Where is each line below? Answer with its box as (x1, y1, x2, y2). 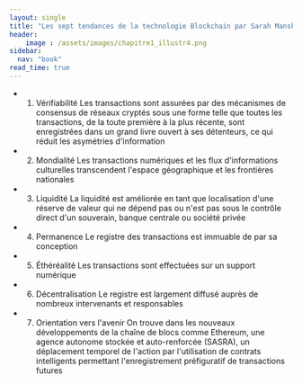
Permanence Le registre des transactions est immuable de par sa (35, 231, 278, 242)
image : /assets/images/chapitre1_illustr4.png (25, 38, 207, 48)
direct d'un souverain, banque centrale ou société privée (35, 212, 246, 223)
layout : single (9, 13, 67, 22)
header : (9, 30, 39, 39)
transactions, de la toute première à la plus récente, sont (35, 116, 245, 127)
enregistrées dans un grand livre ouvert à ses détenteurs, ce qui (35, 126, 274, 137)
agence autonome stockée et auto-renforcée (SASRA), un (35, 336, 250, 347)
